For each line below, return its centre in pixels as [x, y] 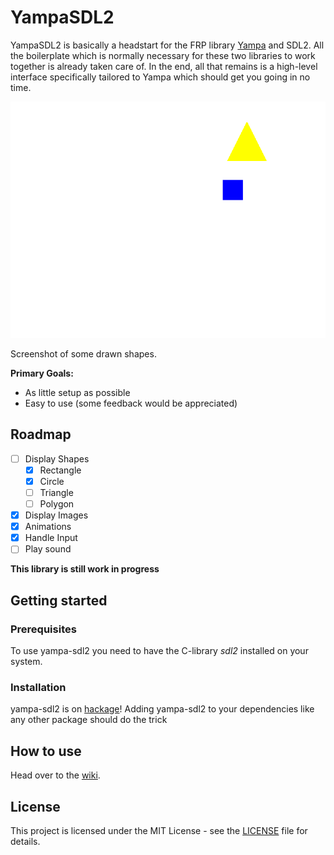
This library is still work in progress [85, 569]
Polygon [57, 504]
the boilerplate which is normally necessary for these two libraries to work [163, 55]
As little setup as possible [77, 392]
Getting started [59, 600]
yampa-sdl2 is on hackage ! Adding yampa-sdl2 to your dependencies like [162, 709]
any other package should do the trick [89, 720]
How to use [46, 751]
